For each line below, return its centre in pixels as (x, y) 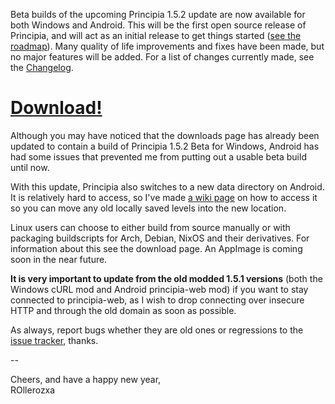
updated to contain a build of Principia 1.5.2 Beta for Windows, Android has (165, 146)
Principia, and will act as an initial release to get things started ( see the (156, 35)
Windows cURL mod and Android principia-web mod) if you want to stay (159, 289)
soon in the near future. (59, 259)
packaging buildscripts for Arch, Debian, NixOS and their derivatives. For (160, 238)
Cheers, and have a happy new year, (86, 379)
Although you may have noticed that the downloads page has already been (165, 135)
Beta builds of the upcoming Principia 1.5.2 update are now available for (158, 14)
